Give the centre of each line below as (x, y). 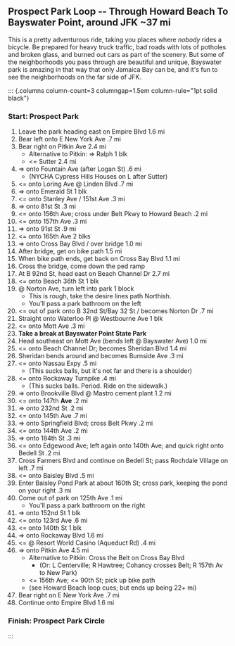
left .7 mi (31, 468)
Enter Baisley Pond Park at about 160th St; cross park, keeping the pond (123, 483)
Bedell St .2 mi (39, 453)
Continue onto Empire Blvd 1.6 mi (66, 603)
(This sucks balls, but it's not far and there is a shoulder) (110, 371)
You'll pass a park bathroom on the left (85, 304)
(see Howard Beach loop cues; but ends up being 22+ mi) (113, 588)
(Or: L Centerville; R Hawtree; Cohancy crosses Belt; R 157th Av (131, 565)
